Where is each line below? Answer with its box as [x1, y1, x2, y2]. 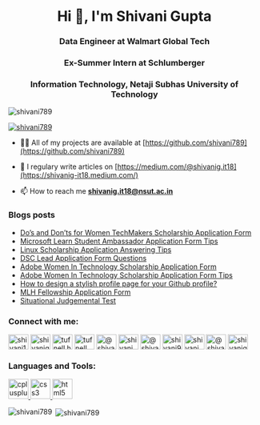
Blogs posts [8, 210, 56, 221]
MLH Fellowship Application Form [19, 287, 131, 297]
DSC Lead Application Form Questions [19, 253, 147, 263]
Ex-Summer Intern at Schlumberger [63, 58, 206, 69]
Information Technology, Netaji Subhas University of [30, 78, 239, 90]
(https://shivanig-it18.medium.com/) [19, 170, 138, 180]
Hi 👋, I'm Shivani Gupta [57, 7, 212, 26]
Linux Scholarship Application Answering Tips [19, 244, 172, 255]
